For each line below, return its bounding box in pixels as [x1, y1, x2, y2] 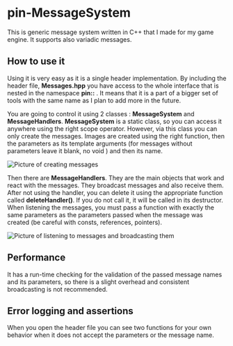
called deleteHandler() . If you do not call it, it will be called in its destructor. [7, 196, 224, 204]
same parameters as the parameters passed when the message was [7, 210, 203, 219]
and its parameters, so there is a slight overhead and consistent [7, 277, 190, 286]
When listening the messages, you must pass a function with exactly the [7, 203, 214, 212]
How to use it [7, 56, 65, 68]
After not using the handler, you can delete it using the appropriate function [7, 188, 223, 196]
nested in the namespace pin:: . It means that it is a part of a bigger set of [7, 88, 218, 97]
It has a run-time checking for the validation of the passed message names [7, 270, 223, 278]
